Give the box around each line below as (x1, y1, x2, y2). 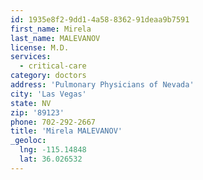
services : (10, 52, 52, 62)
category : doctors (10, 71, 87, 81)
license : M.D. (10, 42, 70, 53)
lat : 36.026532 (19, 154, 83, 164)
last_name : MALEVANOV (10, 33, 101, 43)
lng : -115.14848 (19, 145, 87, 155)
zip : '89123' (10, 107, 65, 118)
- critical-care (19, 61, 87, 71)
